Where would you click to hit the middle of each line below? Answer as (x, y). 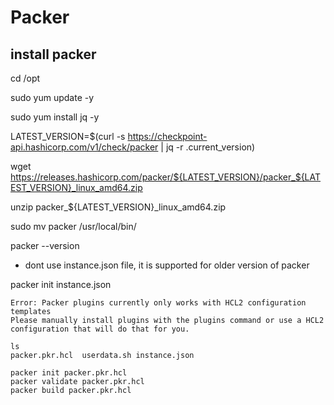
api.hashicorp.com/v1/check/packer (84, 147)
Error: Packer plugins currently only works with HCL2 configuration (158, 303)
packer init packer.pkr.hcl (69, 373)
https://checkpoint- (167, 136)
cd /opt (25, 78)
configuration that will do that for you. (100, 329)
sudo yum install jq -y (55, 117)
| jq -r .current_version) (208, 147)
